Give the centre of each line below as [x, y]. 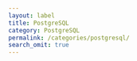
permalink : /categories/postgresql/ [69, 38]
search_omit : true [39, 45]
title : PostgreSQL [39, 23]
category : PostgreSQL [44, 30]
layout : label [32, 15]
